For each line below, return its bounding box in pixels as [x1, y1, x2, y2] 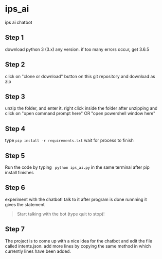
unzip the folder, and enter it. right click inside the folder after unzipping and [5, 105, 158, 111]
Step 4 [5, 125, 26, 133]
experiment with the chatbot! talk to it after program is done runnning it [5, 196, 147, 202]
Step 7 [5, 225, 25, 233]
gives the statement [5, 201, 45, 207]
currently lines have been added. [5, 248, 72, 254]
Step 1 [5, 33, 24, 42]
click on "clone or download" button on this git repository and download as [5, 73, 156, 79]
